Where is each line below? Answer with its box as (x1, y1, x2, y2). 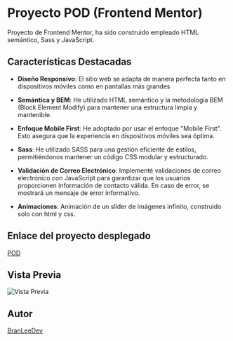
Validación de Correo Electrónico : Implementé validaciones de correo (17, 166, 221, 175)
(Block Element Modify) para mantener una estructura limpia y (17, 103, 198, 112)
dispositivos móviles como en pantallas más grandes (17, 82, 171, 91)
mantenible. (17, 110, 52, 119)
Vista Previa (7, 269, 62, 281)
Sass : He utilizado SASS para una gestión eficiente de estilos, (17, 145, 197, 154)
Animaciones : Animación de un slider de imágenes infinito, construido (17, 202, 222, 210)
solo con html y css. (17, 209, 76, 218)
